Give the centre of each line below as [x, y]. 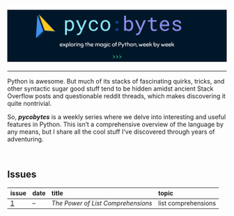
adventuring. [25, 139]
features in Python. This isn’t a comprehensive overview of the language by [116, 124]
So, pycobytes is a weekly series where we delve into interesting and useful [117, 116]
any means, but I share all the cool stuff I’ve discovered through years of [111, 132]
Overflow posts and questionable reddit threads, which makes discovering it [117, 95]
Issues [22, 175]
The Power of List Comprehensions [102, 203]
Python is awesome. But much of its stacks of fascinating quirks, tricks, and [116, 81]
